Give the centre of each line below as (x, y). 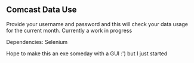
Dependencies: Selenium (37, 42)
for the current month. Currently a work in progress (69, 30)
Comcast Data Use (41, 10)
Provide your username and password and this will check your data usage (97, 24)
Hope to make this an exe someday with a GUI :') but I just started (87, 53)
